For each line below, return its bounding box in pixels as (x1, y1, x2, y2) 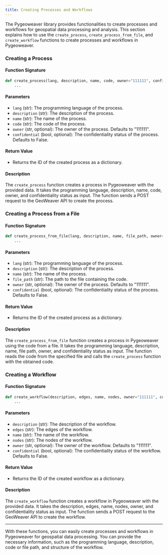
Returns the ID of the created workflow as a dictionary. (12, 475, 125, 481)
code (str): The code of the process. (12, 120, 86, 126)
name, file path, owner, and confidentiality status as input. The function (5, 348, 152, 354)
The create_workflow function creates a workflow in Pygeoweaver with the (5, 498, 159, 504)
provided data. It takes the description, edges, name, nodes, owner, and (5, 503, 153, 509)
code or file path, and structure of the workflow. (5, 544, 104, 550)
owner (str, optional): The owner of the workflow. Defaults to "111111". (12, 442, 152, 448)
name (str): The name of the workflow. (12, 431, 89, 437)
